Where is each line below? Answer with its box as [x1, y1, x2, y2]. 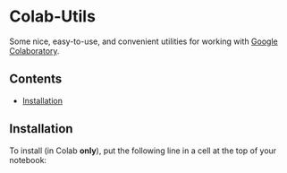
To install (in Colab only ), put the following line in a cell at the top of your [9, 145, 277, 156]
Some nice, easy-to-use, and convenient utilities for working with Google [9, 36, 279, 47]
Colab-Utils [9, 6, 97, 27]
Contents [9, 72, 63, 87]
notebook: [9, 154, 47, 165]
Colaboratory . [9, 45, 60, 56]
